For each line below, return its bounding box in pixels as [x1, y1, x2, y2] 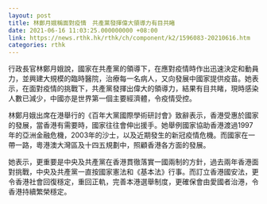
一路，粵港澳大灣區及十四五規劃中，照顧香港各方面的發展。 [14, 140, 211, 150]
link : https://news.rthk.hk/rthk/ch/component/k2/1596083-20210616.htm [8, 33, 250, 42]
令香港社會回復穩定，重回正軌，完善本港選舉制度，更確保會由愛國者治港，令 [8, 177, 259, 187]
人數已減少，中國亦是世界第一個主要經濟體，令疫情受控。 [8, 94, 196, 103]
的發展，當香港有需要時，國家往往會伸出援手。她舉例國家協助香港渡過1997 [8, 121, 253, 130]
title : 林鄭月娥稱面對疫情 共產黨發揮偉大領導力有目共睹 [8, 19, 176, 27]
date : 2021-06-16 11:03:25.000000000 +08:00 [8, 26, 158, 34]
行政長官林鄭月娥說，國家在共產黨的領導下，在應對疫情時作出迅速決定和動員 [8, 64, 259, 74]
